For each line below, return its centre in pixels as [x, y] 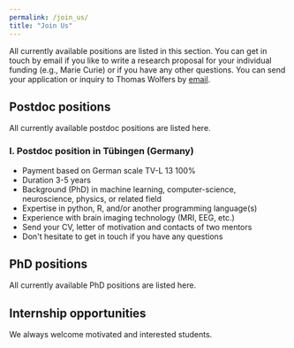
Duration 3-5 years [56, 180]
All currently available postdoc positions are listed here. [110, 128]
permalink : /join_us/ [49, 17]
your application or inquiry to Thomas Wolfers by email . [110, 79]
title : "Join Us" [41, 26]
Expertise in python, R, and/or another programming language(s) [139, 208]
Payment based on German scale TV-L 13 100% [109, 170]
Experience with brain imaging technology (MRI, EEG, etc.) [128, 217]
